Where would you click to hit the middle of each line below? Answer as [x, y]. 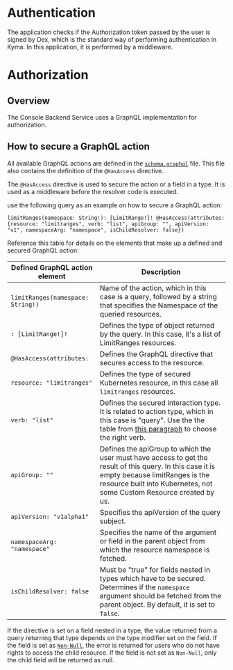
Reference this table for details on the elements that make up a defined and [115, 243]
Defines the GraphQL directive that [156, 354]
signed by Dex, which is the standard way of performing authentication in [112, 39]
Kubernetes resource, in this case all [159, 383]
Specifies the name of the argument [158, 532]
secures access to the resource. [152, 362]
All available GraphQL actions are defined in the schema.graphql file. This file [116, 163]
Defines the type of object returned [157, 325]
